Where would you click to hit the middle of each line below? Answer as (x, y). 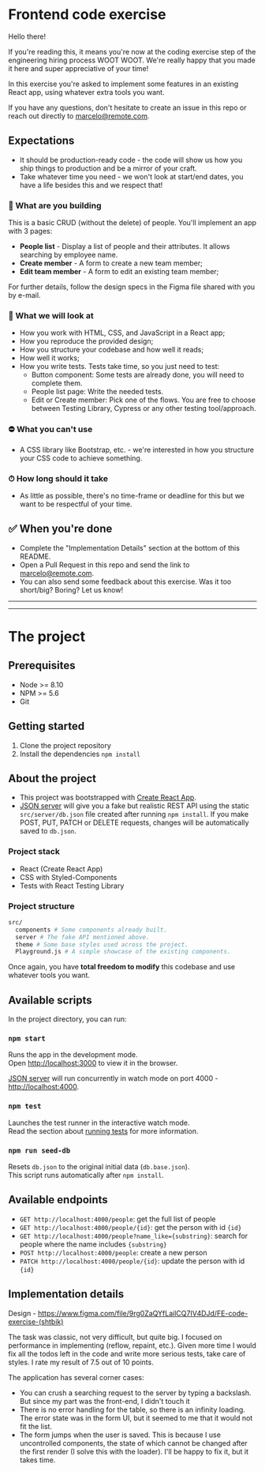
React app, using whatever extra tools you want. (86, 92)
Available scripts (50, 1000)
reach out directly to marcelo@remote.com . (79, 115)
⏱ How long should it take (58, 478)
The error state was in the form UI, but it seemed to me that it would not (136, 1418)
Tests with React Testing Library (72, 886)
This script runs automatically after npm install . (86, 1176)
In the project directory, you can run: (67, 1019)
